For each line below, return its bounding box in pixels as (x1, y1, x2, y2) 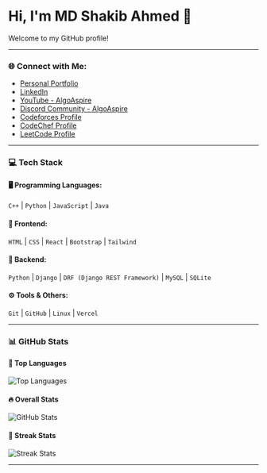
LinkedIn (19, 87, 48, 97)
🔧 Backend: (8, 255, 47, 264)
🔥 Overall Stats (8, 394, 59, 404)
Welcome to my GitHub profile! (8, 33, 109, 43)
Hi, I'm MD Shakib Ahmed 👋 (8, 7, 192, 25)
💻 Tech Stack (8, 157, 64, 168)
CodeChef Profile (19, 121, 77, 130)
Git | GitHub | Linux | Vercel (8, 308, 99, 317)
